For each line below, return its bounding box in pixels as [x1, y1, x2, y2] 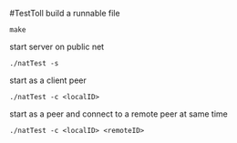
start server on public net [9, 41, 105, 52]
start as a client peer [9, 75, 87, 86]
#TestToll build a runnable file [9, 8, 120, 18]
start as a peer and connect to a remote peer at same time [9, 108, 228, 119]
